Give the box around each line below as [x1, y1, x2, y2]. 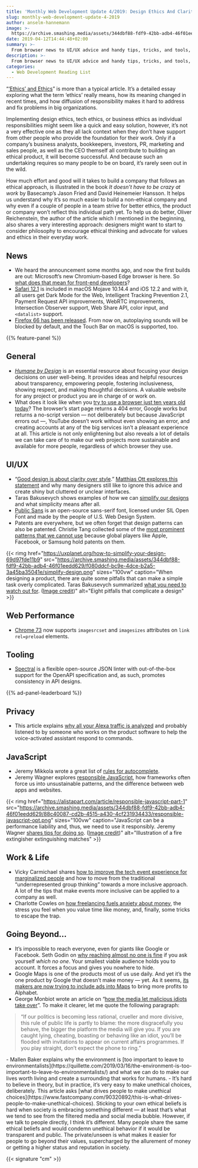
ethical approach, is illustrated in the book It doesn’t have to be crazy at [6, 184, 181, 191]
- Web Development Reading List [11, 69, 91, 75]
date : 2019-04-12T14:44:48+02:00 [6, 36, 88, 42]
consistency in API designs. [14, 678, 82, 685]
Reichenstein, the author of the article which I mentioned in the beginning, [6, 215, 186, 222]
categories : [6, 63, 35, 70]
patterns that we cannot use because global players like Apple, [14, 532, 168, 539]
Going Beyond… [6, 929, 67, 939]
